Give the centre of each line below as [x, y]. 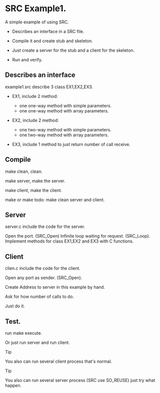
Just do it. [15, 306]
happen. [13, 385]
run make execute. [24, 333]
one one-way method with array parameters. [64, 111]
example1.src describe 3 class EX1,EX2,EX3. [49, 87]
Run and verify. [27, 59]
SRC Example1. [36, 9]
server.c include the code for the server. [45, 226]
